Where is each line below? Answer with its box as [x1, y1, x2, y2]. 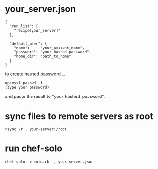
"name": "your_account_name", [14, 45, 85, 50]
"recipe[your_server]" [14, 28, 61, 33]
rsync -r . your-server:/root [5, 126, 67, 132]
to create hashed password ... [5, 71, 65, 77]
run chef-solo [5, 143, 63, 154]
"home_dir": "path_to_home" [14, 54, 71, 59]
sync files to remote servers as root [5, 111, 154, 122]
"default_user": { [9, 41, 48, 46]
